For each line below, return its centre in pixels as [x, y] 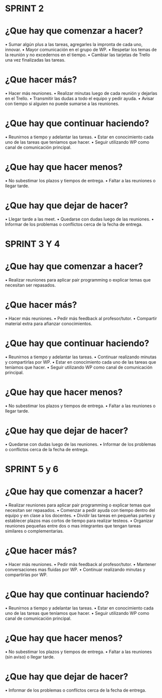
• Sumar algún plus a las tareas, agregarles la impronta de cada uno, [74, 44]
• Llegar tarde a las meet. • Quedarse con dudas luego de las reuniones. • [80, 219]
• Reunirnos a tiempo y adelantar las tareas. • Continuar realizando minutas [81, 357]
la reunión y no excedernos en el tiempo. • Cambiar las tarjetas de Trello [78, 55]
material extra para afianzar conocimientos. [49, 324]
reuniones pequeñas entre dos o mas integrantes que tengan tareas [73, 525]
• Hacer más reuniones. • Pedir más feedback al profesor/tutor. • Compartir [81, 318]
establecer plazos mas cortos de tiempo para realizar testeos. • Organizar [79, 521]
